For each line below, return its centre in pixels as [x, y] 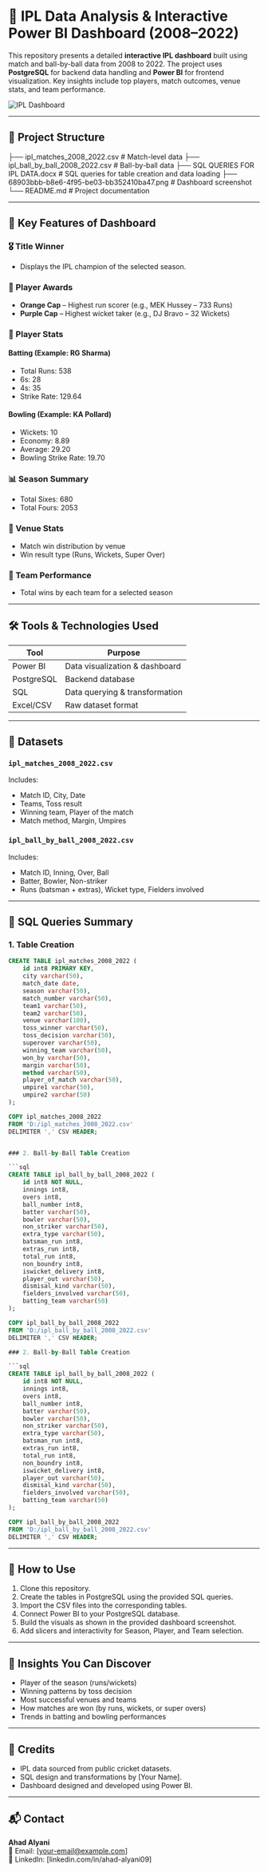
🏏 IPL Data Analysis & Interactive [118, 16]
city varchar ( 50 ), [53, 976]
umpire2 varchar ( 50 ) [57, 1095]
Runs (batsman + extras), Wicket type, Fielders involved [112, 889]
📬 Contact [36, 1819]
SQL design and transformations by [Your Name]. [100, 1777]
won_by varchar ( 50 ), [57, 1057]
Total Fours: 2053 [49, 508]
